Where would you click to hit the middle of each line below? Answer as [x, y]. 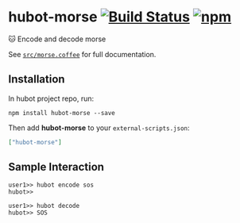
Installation [37, 79]
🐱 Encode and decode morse [57, 39]
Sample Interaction [56, 167]
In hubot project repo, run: [51, 98]
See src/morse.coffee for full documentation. [82, 54]
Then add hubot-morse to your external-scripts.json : [99, 128]
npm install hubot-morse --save [62, 113]
